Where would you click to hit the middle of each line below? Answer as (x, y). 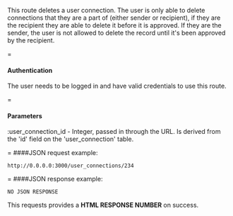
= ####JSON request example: (53, 153)
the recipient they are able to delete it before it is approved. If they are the (115, 25)
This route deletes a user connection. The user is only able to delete (106, 10)
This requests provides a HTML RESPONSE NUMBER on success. (103, 205)
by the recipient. (31, 40)
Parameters (25, 115)
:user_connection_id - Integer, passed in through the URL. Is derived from (114, 132)
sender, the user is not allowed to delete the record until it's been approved (116, 33)
